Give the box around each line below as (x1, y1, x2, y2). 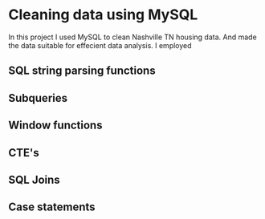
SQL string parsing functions (8, 64, 156, 78)
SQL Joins (8, 172, 60, 186)
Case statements (8, 201, 96, 214)
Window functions (8, 119, 103, 132)
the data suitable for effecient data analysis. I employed (8, 40, 192, 50)
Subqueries (8, 91, 68, 105)
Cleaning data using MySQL (8, 6, 198, 24)
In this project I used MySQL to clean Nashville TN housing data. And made (8, 32, 257, 42)
